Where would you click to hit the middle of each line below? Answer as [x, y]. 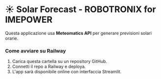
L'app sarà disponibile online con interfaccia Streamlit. [67, 72]
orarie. [12, 38]
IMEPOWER [29, 20]
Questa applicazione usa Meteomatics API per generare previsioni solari [78, 33]
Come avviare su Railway [35, 51]
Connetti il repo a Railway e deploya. [49, 66]
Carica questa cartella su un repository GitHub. [60, 62]
